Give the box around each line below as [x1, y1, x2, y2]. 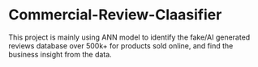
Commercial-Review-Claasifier [8, 6, 222, 24]
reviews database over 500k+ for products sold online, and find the [8, 40, 234, 50]
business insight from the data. [8, 49, 112, 59]
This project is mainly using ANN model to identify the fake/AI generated [8, 32, 251, 42]
